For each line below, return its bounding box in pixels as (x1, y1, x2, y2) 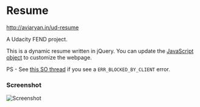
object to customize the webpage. (6, 53, 92, 61)
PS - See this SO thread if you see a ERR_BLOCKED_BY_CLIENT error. (6, 65, 171, 73)
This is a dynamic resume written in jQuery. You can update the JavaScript (6, 47, 194, 55)
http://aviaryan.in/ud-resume (6, 24, 79, 31)
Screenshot (6, 80, 41, 89)
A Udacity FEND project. (6, 35, 68, 43)
